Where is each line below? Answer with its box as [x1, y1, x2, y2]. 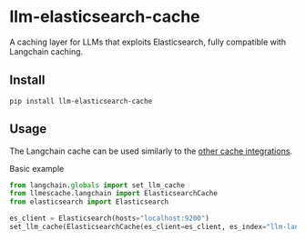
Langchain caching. [9, 45, 84, 56]
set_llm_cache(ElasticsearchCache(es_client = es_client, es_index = [9, 223, 267, 232]
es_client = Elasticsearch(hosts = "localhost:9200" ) [9, 214, 209, 224]
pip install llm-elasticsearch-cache [9, 96, 153, 105]
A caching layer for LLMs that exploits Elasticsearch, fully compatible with [9, 36, 287, 47]
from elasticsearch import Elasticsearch [9, 197, 169, 206]
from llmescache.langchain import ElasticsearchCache [9, 189, 219, 198]
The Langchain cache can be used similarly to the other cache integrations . [9, 145, 293, 156]
